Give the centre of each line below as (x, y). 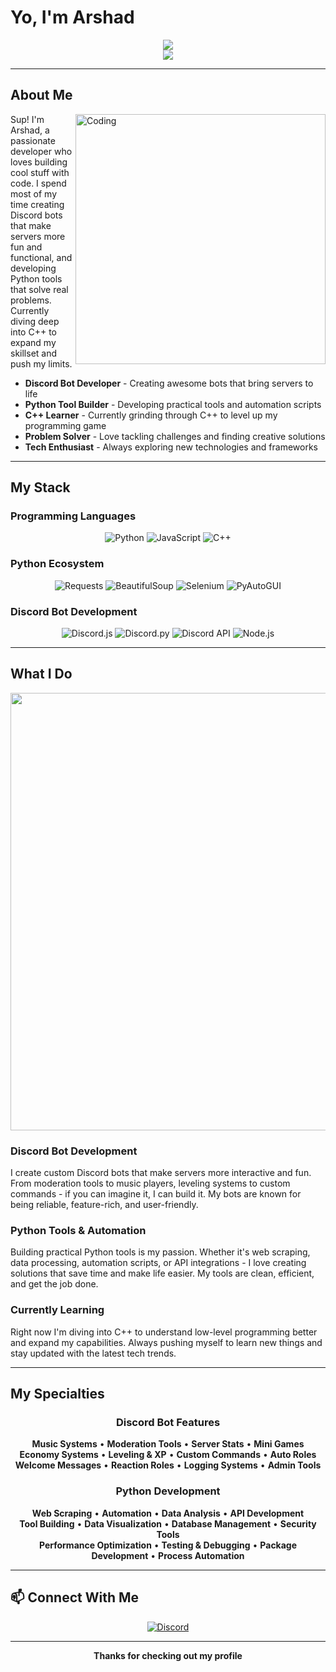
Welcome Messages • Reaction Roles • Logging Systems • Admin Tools (168, 1465)
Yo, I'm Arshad (72, 17)
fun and (26, 247)
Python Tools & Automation (78, 1231)
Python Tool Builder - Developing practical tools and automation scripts (173, 404)
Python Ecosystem (57, 564)
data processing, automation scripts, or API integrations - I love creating (158, 1263)
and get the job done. (54, 1284)
